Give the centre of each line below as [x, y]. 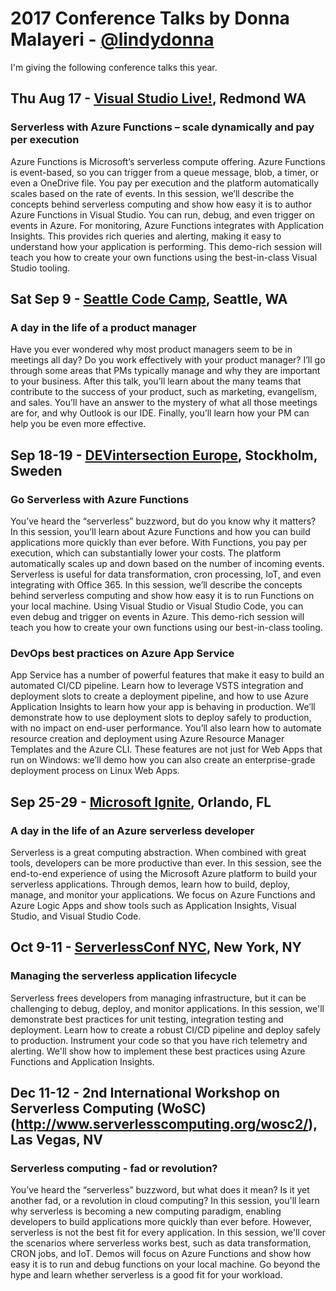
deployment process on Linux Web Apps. [95, 771]
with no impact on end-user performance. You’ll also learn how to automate [166, 728]
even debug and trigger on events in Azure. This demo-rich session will [157, 616]
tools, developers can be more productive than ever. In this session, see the [166, 863]
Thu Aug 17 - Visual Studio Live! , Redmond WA [158, 98]
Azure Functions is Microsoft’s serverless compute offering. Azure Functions [168, 161]
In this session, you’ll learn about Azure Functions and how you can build [160, 531]
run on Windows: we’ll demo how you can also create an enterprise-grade [163, 760]
